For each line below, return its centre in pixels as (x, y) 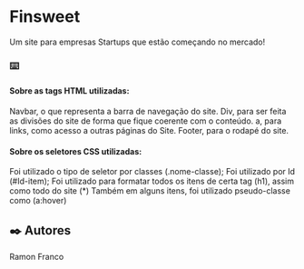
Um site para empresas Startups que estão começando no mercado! (137, 42)
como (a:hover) (38, 201)
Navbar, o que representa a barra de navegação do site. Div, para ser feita (148, 112)
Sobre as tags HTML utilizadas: (69, 91)
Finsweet (45, 17)
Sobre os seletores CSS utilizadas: (76, 151)
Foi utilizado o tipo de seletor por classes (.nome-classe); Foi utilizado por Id (152, 172)
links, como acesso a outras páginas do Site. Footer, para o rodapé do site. (149, 131)
